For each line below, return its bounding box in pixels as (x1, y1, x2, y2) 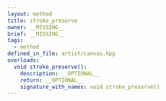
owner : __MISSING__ (7, 23, 65, 31)
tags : (7, 37, 23, 44)
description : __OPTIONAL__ (20, 70, 100, 77)
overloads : (7, 57, 40, 64)
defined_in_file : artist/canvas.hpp (7, 51, 116, 58)
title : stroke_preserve (7, 17, 78, 24)
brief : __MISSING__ (7, 30, 65, 38)
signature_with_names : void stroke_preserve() (20, 83, 160, 90)
